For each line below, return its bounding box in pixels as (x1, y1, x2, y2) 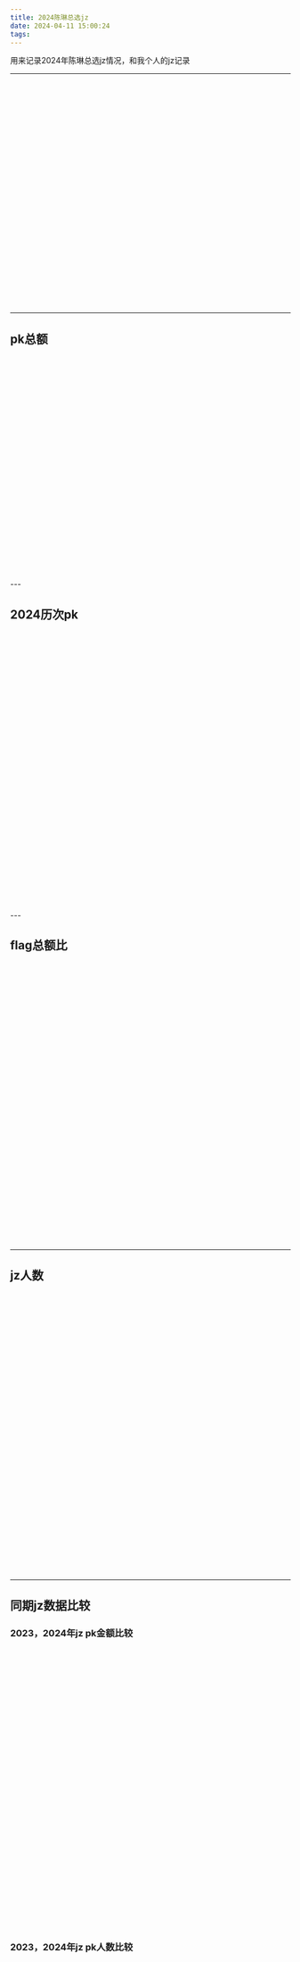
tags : (10, 29, 30, 38)
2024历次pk (10, 607, 78, 622)
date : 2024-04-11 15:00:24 (10, 21, 110, 30)
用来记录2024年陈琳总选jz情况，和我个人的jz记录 (10, 55, 191, 66)
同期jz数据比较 (10, 1598, 91, 1613)
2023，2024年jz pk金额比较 (10, 1627, 134, 1639)
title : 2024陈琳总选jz (10, 12, 89, 22)
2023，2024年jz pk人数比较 (10, 1941, 134, 1954)
